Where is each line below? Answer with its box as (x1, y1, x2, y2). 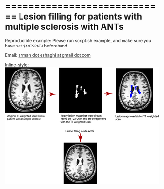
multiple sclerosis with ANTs (5, 22, 123, 32)
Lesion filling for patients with (19, 11, 143, 22)
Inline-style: (5, 62, 29, 68)
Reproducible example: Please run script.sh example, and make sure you (5, 37, 151, 43)
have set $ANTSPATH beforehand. (5, 43, 69, 48)
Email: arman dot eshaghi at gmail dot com (5, 52, 91, 58)
